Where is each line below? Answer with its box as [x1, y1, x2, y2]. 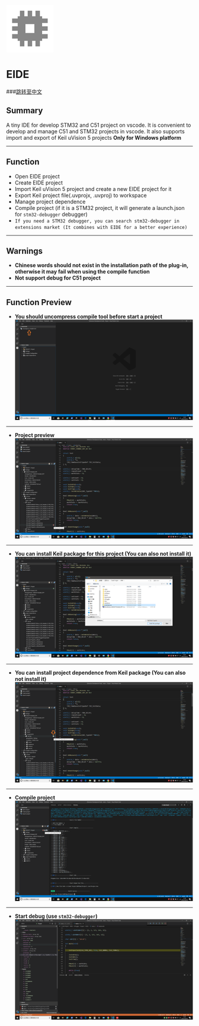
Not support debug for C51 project [14, 274, 101, 281]
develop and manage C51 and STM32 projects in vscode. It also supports [6, 127, 185, 135]
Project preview [14, 432, 55, 439]
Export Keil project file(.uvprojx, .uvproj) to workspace [14, 192, 147, 199]
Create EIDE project [14, 179, 63, 186]
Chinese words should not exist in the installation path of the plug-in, [14, 262, 188, 269]
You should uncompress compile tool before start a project [14, 313, 163, 320]
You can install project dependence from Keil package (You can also [14, 669, 186, 676]
